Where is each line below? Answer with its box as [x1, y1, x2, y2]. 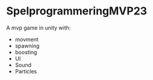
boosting [14, 48, 37, 55]
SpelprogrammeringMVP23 [6, 4, 148, 18]
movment [14, 35, 39, 43]
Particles [14, 67, 37, 75]
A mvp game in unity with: [6, 24, 71, 31]
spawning [14, 42, 40, 49]
